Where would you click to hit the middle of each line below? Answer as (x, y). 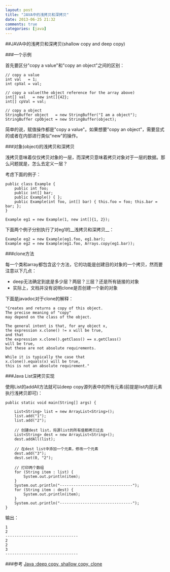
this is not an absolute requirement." (47, 366)
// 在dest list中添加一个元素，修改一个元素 (56, 449)
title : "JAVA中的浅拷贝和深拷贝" (37, 15)
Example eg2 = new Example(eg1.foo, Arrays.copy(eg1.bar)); (70, 244)
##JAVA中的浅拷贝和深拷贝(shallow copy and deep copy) (65, 44)
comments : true (21, 24)
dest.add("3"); (30, 454)
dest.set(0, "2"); (34, 458)
